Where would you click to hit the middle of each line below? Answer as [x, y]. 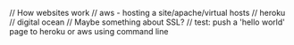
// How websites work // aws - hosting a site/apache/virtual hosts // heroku [147, 13]
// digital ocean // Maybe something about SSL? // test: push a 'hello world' [147, 22]
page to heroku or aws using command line [89, 31]
